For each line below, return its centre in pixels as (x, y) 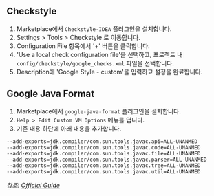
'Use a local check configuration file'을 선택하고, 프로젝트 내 (99, 54)
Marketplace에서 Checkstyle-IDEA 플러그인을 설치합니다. (94, 29)
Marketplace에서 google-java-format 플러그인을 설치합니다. (99, 111)
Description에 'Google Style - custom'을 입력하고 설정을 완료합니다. (109, 72)
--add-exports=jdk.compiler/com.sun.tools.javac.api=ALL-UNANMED (102, 141)
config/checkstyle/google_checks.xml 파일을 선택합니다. (95, 63)
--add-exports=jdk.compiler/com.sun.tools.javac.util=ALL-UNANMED (104, 171)
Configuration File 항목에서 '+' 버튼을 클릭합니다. (83, 46)
